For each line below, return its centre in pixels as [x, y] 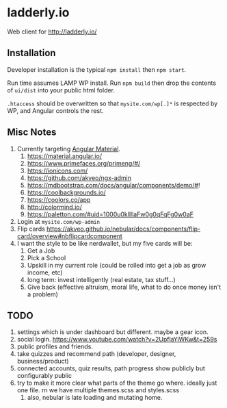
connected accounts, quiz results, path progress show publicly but [111, 368]
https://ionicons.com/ [57, 170]
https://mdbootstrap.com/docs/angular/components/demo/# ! [113, 185]
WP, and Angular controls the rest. [55, 110]
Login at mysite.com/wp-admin [58, 221]
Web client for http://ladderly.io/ [52, 31]
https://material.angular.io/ [65, 156]
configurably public [44, 376]
